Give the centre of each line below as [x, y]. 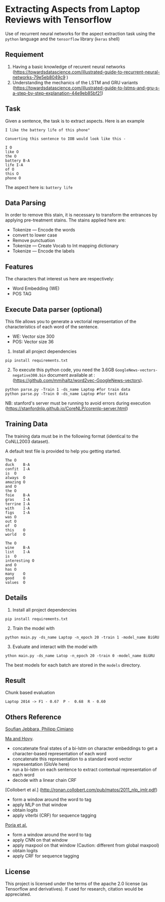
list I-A [17, 552]
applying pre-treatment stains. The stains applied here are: [66, 220]
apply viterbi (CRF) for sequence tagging [54, 815]
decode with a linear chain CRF [44, 780]
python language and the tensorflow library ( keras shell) [63, 39]
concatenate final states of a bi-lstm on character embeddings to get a [85, 748]
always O [15, 477]
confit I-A [17, 469]
